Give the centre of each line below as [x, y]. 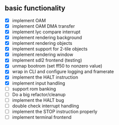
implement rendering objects [42, 43]
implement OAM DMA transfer [44, 26]
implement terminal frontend [42, 117]
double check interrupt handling [46, 106]
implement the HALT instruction [45, 77]
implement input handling [38, 83]
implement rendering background [47, 38]
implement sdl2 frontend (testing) [47, 60]
